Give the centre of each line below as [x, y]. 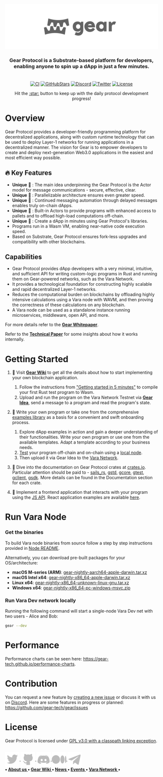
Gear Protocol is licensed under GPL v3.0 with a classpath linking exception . [81, 740]
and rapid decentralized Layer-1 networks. [54, 290]
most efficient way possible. [33, 157]
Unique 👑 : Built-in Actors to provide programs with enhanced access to [84, 211]
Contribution [31, 684]
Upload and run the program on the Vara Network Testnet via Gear [86, 398]
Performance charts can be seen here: [44, 659]
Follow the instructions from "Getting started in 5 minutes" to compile [89, 387]
